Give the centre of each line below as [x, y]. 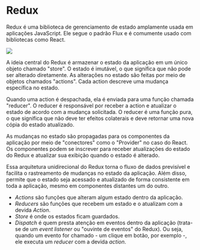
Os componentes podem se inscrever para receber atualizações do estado [98, 149]
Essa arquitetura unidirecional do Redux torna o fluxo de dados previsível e [98, 166]
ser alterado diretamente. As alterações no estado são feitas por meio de [96, 75]
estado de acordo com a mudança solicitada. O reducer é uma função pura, [99, 112]
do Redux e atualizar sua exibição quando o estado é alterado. [83, 155]
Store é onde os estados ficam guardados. [67, 216]
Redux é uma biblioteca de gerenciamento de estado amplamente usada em [100, 27]
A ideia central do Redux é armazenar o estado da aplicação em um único [97, 62]
